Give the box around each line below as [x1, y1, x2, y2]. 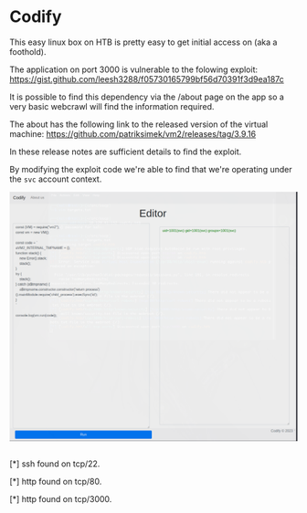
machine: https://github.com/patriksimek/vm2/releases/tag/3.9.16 [9, 128, 257, 139]
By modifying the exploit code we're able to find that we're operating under [9, 163, 292, 174]
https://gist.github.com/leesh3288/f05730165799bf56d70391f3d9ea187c [9, 73, 285, 84]
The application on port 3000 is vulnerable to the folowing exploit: [9, 64, 259, 75]
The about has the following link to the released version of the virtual [9, 119, 269, 130]
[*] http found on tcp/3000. [9, 493, 112, 504]
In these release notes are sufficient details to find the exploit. [9, 146, 242, 157]
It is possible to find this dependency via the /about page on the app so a [9, 91, 285, 102]
